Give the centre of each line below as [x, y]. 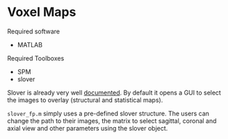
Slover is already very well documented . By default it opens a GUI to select [114, 92]
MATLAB [30, 44]
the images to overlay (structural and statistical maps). [85, 100]
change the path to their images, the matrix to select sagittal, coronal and [112, 121]
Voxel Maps [42, 12]
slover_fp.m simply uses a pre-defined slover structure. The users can [108, 113]
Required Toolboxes [36, 58]
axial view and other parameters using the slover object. [88, 128]
